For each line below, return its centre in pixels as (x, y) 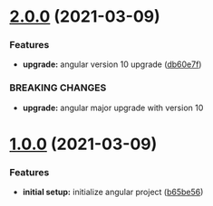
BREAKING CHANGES (58, 88)
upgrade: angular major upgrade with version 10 (113, 108)
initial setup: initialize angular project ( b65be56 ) (113, 192)
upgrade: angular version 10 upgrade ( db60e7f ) (112, 64)
